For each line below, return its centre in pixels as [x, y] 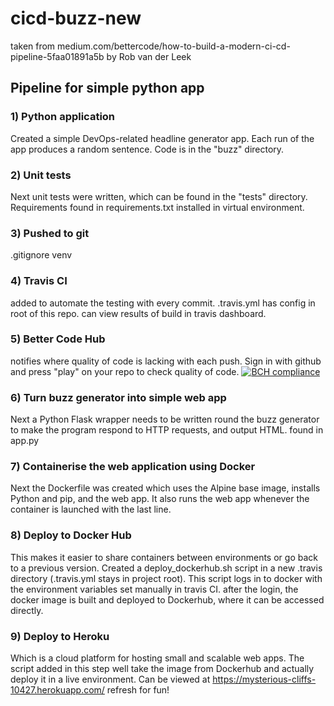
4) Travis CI [39, 281]
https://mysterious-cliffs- [264, 679]
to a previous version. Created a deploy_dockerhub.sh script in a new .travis [166, 568]
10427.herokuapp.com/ [57, 690]
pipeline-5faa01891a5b [57, 56]
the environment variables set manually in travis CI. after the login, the [154, 589]
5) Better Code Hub [58, 339]
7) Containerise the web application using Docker [133, 467]
